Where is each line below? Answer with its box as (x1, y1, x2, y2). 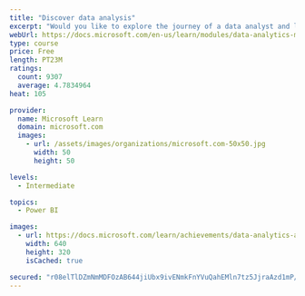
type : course (9, 38, 59, 48)
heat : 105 (9, 89, 47, 98)
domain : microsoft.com (17, 123, 103, 132)
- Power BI (17, 206, 59, 215)
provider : (9, 105, 47, 114)
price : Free (9, 47, 54, 56)
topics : (9, 197, 39, 207)
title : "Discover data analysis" (9, 13, 136, 23)
